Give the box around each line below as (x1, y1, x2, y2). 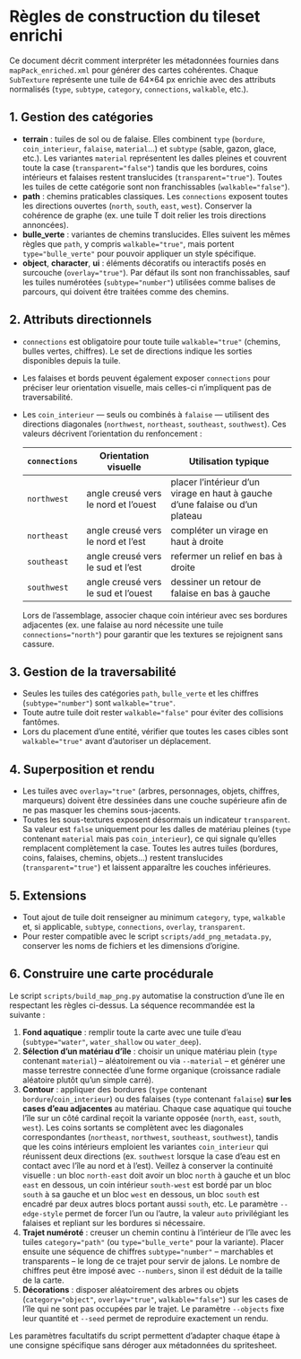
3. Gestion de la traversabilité (9, 664, 176, 679)
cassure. (21, 638, 56, 649)
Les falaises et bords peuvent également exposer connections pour (21, 373, 271, 383)
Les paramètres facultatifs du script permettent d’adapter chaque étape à (9, 1330, 280, 1341)
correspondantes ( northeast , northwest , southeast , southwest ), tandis (21, 1131, 279, 1142)
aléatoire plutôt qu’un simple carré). (21, 1074, 154, 1085)
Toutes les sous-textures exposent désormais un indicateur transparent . (21, 814, 291, 825)
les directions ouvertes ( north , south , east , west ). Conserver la (21, 200, 253, 211)
